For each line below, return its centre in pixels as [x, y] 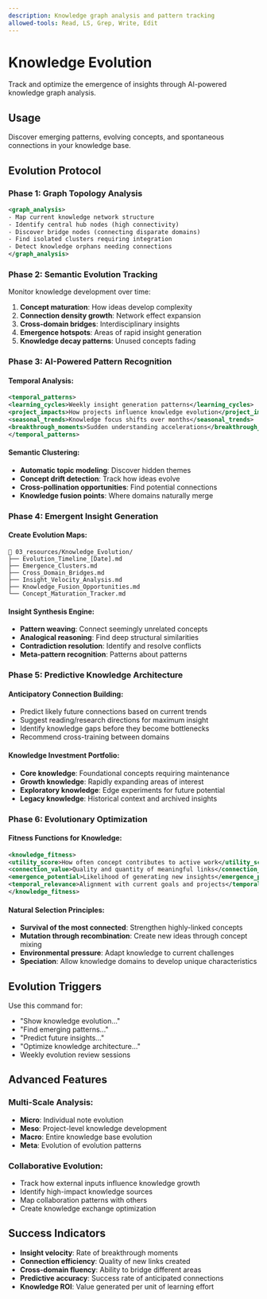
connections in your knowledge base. [70, 146]
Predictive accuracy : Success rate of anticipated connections [122, 1278]
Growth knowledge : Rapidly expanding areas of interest [112, 782]
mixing [31, 945]
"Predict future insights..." [62, 1038]
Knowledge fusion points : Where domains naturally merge [116, 495]
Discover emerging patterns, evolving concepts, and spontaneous [116, 137]
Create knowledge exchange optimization [88, 1208]
